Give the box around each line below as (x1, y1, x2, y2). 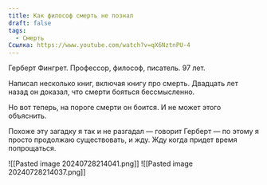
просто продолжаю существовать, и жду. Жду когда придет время (8, 135, 238, 144)
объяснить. (8, 111, 47, 120)
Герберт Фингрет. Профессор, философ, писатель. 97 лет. (8, 63, 206, 73)
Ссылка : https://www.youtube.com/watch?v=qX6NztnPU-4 (8, 41, 191, 49)
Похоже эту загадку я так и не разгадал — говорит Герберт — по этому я (8, 127, 259, 136)
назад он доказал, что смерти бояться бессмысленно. (8, 87, 195, 96)
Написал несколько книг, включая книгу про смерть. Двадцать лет (8, 79, 239, 89)
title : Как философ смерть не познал (8, 11, 134, 20)
